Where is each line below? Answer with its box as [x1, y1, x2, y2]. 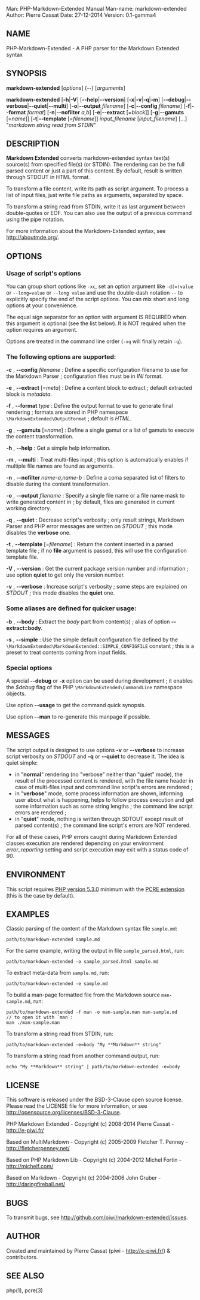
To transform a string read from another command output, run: [6, 1052, 160, 1059]
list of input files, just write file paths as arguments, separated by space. [6, 192, 183, 199]
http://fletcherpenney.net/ [6, 1145, 70, 1152]
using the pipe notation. [6, 216, 64, 223]
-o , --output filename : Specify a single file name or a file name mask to [6, 492, 185, 499]
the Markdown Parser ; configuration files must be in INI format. [6, 372, 163, 380]
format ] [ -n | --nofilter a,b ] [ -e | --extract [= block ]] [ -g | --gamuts [27, 108, 184, 116]
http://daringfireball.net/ [6, 1181, 66, 1188]
